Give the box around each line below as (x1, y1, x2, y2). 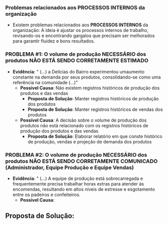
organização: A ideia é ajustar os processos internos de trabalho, (12, 27, 149, 33)
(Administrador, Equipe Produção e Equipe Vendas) (5, 164, 134, 171)
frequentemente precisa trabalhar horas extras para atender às (12, 180, 144, 186)
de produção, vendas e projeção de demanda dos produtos (27, 138, 152, 144)
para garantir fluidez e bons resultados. (12, 38, 95, 44)
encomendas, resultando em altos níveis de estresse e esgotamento (12, 186, 155, 192)
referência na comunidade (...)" (12, 79, 78, 85)
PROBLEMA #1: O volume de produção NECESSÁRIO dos (5, 51, 146, 58)
